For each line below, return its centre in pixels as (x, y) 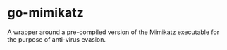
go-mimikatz (46, 13)
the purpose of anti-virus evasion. (56, 39)
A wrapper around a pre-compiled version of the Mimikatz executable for (114, 32)
